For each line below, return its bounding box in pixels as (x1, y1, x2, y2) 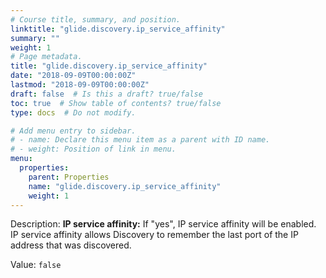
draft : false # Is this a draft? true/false (10, 89, 203, 99)
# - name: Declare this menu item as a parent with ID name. (10, 135, 271, 145)
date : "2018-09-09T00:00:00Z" (10, 71, 137, 81)
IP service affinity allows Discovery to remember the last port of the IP (10, 229, 299, 241)
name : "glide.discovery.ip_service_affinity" (28, 181, 222, 191)
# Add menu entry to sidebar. (10, 126, 137, 136)
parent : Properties (28, 172, 110, 182)
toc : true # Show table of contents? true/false (10, 98, 222, 108)
